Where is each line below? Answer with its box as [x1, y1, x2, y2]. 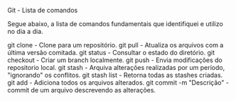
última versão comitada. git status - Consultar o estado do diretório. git [7, 49, 215, 57]
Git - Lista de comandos [7, 6, 78, 14]
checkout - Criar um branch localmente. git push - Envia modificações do [7, 56, 222, 64]
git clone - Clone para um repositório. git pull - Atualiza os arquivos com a [7, 41, 224, 49]
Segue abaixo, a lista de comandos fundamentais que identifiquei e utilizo [7, 20, 224, 28]
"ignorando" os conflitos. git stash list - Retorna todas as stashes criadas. [7, 71, 223, 79]
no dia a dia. [7, 28, 44, 35]
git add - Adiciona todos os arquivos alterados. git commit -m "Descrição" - [7, 78, 230, 87]
